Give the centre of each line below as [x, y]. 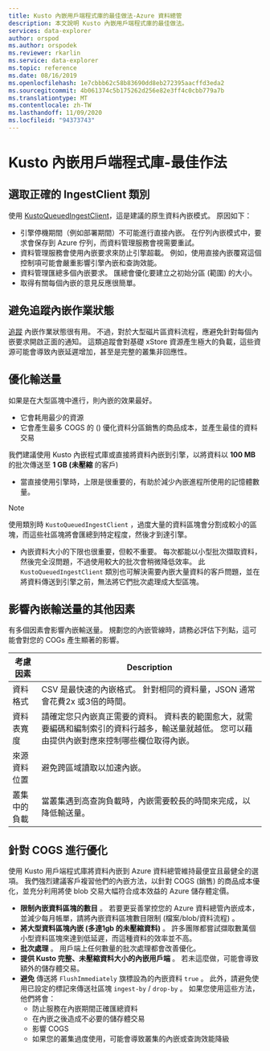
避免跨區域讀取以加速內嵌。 [94, 768]
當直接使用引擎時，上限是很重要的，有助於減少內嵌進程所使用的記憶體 [136, 481]
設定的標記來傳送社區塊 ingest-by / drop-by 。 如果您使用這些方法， [147, 988]
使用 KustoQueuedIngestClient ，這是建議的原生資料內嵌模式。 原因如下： [130, 215]
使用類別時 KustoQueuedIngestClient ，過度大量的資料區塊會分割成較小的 [129, 524]
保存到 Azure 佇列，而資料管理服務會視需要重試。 [117, 243]
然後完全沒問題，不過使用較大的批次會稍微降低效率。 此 [112, 561]
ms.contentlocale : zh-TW [50, 105]
